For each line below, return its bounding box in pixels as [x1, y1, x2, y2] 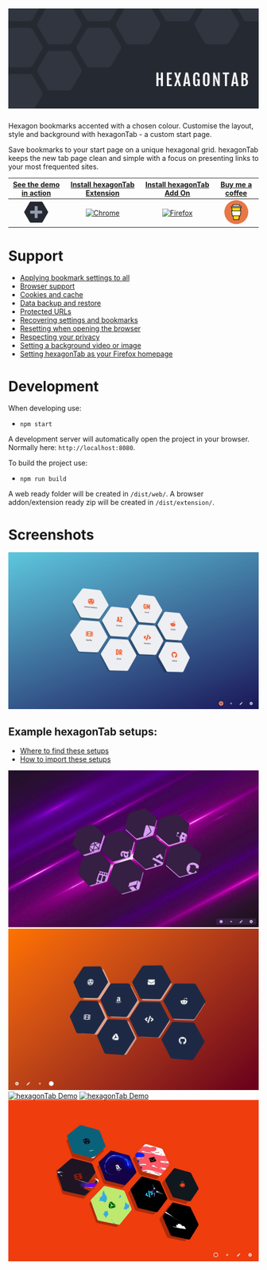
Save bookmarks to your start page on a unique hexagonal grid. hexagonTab [8, 145, 259, 155]
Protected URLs [19, 307, 72, 316]
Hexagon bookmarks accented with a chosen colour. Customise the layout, [8, 121, 254, 131]
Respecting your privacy [19, 332, 100, 342]
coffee [225, 188, 248, 198]
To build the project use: [8, 458, 88, 468]
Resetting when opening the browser [19, 323, 141, 334]
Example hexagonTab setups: [8, 725, 157, 739]
